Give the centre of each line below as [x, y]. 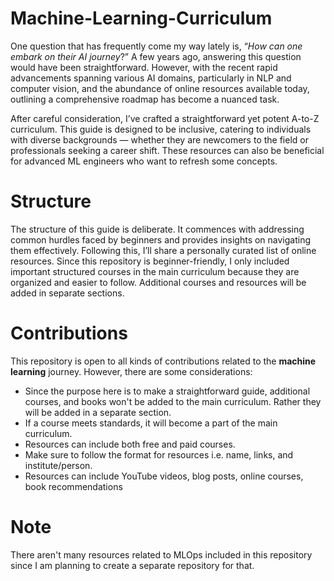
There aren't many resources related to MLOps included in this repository [161, 554]
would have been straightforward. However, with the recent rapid [144, 67]
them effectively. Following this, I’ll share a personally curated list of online [163, 250]
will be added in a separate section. [98, 412]
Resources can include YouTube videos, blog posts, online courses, [164, 476]
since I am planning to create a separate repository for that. [132, 565]
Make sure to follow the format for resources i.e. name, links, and [159, 454]
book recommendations [73, 486]
